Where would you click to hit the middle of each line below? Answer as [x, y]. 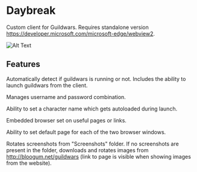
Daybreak [31, 11]
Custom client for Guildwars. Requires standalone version [78, 27]
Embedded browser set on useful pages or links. [66, 120]
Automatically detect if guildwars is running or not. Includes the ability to [96, 78]
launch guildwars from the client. [47, 85]
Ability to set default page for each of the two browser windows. [86, 132]
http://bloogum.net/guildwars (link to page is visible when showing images [99, 156]
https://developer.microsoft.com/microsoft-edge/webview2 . [81, 33]
